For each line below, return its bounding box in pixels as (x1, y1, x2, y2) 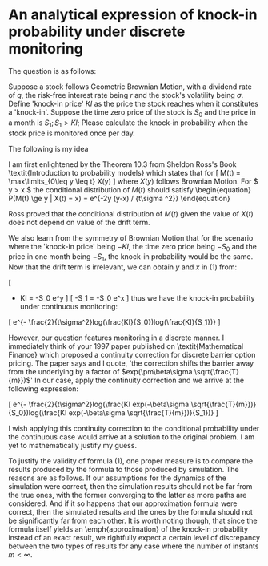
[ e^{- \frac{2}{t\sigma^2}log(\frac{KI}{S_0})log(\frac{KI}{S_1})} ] (8, 317, 222, 327)
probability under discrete (8, 22, 186, 41)
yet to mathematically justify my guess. (8, 441, 138, 451)
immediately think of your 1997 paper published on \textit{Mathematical (8, 342, 244, 351)
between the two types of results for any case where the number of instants (8, 541, 259, 551)
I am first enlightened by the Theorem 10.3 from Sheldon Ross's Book (8, 159, 237, 169)
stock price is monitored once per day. (8, 128, 136, 138)
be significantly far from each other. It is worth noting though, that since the (8, 515, 258, 526)
